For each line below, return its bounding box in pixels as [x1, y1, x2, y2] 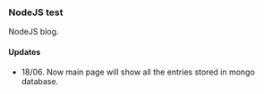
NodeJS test [8, 6, 64, 19]
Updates [8, 46, 41, 57]
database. [21, 75, 59, 86]
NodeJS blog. [8, 27, 59, 37]
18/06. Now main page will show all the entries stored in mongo [21, 67, 256, 77]
